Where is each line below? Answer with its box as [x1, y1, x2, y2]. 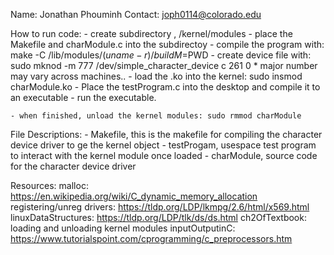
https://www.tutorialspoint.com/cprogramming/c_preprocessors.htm [10, 233, 293, 244]
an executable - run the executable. [10, 92, 157, 103]
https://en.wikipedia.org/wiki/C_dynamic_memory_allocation [10, 190, 258, 202]
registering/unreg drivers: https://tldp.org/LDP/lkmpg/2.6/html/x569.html [10, 201, 310, 213]
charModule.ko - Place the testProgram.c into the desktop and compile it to [10, 81, 321, 93]
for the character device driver [10, 160, 137, 172]
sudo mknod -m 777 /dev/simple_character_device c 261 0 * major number [10, 60, 318, 71]
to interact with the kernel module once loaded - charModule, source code [10, 150, 318, 161]
